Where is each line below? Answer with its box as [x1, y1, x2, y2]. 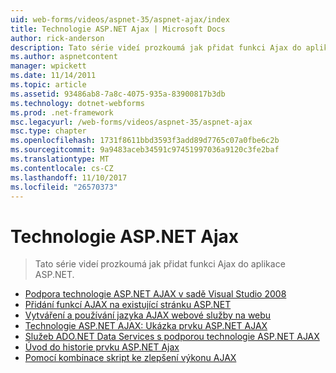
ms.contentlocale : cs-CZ [10, 163, 114, 173]
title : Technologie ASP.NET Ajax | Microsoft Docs [10, 24, 226, 34]
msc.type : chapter [10, 126, 87, 136]
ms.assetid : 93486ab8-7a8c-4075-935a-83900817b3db [10, 89, 226, 99]
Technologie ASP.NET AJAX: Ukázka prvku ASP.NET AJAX [24, 320, 268, 332]
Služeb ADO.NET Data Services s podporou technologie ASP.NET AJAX [24, 331, 320, 343]
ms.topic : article [10, 80, 87, 90]
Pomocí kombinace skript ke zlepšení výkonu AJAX [24, 352, 237, 364]
